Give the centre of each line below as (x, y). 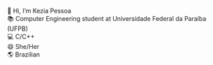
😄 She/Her (23, 46)
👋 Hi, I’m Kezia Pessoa (39, 11)
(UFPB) (17, 29)
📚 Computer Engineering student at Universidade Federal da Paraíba (107, 19)
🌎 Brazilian (24, 55)
